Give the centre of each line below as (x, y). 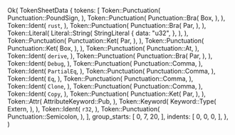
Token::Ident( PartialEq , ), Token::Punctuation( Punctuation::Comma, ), (111, 71)
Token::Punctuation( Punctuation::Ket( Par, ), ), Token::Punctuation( (106, 41)
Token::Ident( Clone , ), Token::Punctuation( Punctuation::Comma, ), (105, 86)
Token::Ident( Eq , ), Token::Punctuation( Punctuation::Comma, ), (100, 79)
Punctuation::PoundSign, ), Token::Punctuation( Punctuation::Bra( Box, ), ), (116, 18)
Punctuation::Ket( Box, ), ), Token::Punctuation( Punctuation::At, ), (103, 48)
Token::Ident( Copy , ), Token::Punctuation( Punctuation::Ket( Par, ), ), (107, 94)
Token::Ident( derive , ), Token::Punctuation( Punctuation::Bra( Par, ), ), (110, 56)
